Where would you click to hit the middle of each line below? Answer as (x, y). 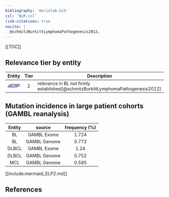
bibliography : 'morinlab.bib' (37, 11)
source (44, 127)
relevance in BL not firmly (64, 83)
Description (100, 76)
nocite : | (16, 27)
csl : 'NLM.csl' (21, 16)
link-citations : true (28, 21)
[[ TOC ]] (13, 47)
